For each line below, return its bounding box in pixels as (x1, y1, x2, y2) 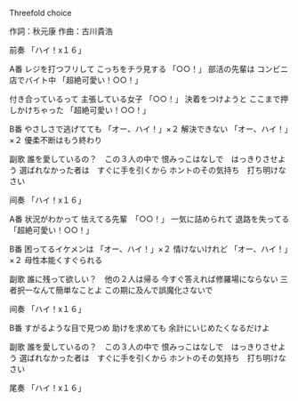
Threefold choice (9, 8, 72, 18)
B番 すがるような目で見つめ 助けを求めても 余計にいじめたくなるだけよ (9, 323, 270, 333)
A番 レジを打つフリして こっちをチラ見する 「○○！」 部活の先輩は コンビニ (9, 64, 289, 74)
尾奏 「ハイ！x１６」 (9, 382, 86, 393)
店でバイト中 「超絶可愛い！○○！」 (9, 75, 143, 85)
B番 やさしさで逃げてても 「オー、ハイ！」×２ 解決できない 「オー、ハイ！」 (9, 124, 289, 134)
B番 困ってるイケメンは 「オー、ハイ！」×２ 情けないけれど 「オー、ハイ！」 (9, 244, 289, 254)
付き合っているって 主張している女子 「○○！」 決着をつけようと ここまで (9, 93, 281, 104)
